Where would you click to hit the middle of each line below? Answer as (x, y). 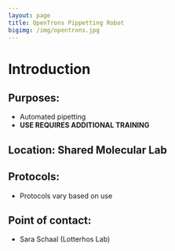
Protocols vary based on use (66, 196)
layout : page (29, 15)
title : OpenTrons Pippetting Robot (66, 23)
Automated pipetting (53, 117)
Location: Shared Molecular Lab (87, 150)
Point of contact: (50, 220)
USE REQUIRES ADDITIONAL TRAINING (84, 125)
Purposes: (34, 98)
